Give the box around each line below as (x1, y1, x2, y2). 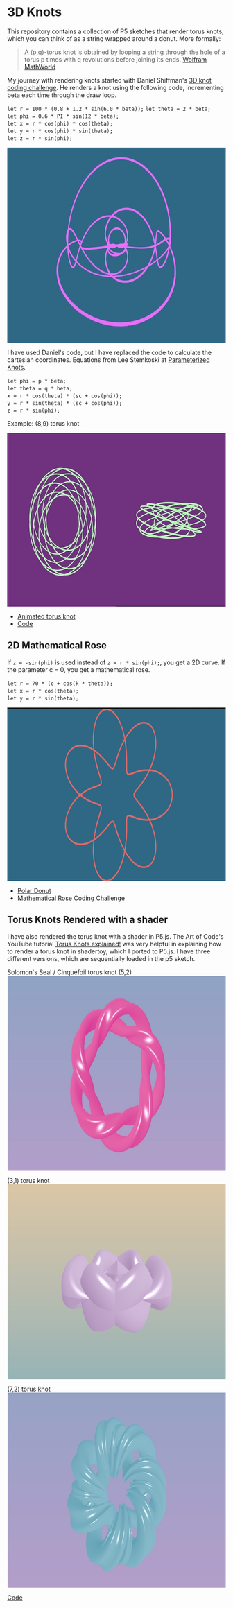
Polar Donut (17, 886, 52, 894)
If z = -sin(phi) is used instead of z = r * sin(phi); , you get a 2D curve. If (7, 658, 225, 666)
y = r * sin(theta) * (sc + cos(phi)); (7, 399, 123, 406)
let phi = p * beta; (7, 377, 67, 385)
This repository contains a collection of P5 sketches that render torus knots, (7, 27, 224, 35)
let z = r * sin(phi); (7, 135, 73, 142)
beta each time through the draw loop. (7, 91, 117, 99)
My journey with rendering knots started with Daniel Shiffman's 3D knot (7, 76, 212, 84)
